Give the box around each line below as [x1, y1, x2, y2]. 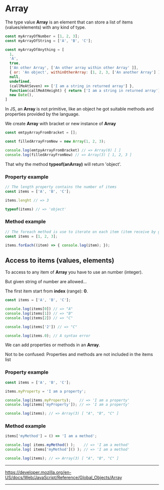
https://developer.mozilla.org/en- [5, 469, 72, 475]
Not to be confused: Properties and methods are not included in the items [5, 352, 153, 357]
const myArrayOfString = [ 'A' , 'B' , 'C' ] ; [5, 38, 93, 43]
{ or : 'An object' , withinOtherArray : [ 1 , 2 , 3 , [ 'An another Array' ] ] [9, 70, 161, 75]
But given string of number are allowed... [5, 279, 87, 285]
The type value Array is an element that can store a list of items [5, 19, 133, 25]
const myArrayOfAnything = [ [5, 47, 64, 52]
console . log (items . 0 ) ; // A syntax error [5, 333, 91, 338]
